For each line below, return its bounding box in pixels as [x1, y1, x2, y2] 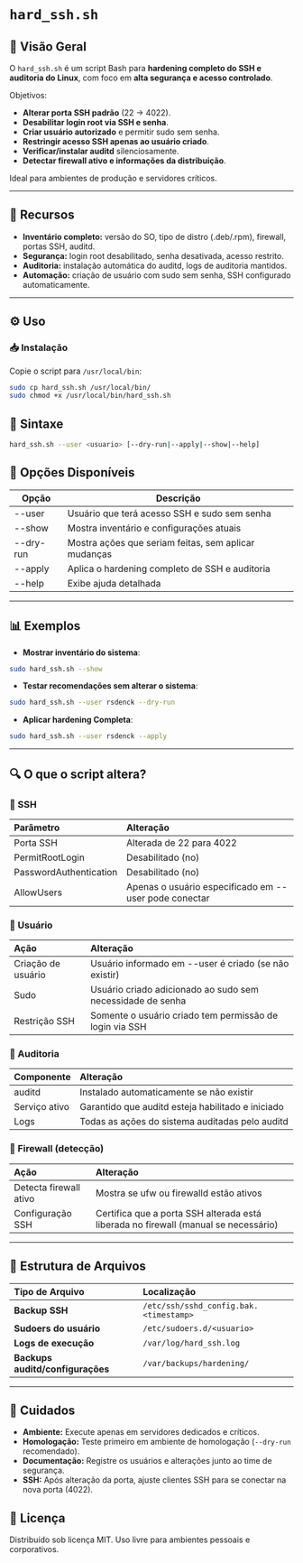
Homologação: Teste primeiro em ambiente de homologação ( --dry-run [22, 1437, 291, 1447]
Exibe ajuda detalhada [67, 577, 161, 589]
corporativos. [9, 1544, 60, 1555]
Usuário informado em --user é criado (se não [89, 957, 289, 970]
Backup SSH [14, 1304, 69, 1317]
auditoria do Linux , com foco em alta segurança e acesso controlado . [9, 72, 273, 83]
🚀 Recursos [9, 208, 75, 223]
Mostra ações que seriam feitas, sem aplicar [67, 536, 255, 549]
